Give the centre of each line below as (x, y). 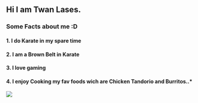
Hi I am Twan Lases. (44, 10)
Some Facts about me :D (42, 27)
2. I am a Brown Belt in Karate (43, 54)
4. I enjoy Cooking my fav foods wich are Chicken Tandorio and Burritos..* (99, 81)
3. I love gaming (26, 68)
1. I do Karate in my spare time (44, 40)
